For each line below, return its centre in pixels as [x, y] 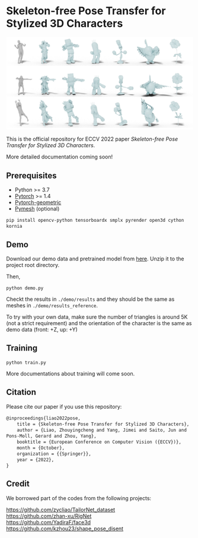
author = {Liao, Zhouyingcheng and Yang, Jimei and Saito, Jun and [102, 430]
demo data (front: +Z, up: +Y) [42, 330]
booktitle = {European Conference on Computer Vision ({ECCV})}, [99, 442]
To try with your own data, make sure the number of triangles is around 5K [97, 317]
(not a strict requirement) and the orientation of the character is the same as [99, 323]
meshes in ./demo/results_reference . [52, 305]
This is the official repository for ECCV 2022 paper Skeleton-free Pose [92, 139]
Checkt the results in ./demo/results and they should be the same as [90, 299]
